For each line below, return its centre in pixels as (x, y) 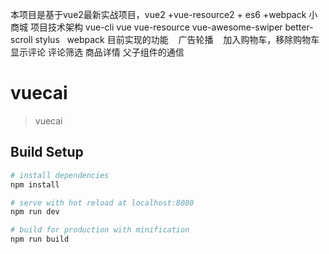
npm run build (40, 239)
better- (299, 27)
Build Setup (47, 152)
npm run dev (35, 212)
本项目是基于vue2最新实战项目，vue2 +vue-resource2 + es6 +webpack (158, 14)
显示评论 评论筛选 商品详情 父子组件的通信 (97, 52)
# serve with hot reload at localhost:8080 (102, 203)
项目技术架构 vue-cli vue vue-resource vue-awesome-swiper (156, 27)
